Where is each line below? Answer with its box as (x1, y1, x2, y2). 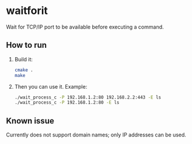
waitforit (6, 4, 48, 17)
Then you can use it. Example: (14, 83, 88, 90)
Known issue (6, 115, 54, 126)
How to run (6, 40, 47, 50)
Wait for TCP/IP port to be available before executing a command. (6, 23, 165, 30)
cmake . (14, 67, 33, 73)
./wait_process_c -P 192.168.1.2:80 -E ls (14, 100, 120, 106)
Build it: (14, 55, 33, 62)
